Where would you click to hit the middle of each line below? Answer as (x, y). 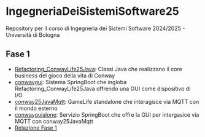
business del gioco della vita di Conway (65, 76)
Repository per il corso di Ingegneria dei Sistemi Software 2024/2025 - (95, 28)
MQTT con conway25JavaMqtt (54, 121)
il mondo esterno (36, 108)
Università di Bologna (33, 34)
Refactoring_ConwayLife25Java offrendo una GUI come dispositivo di (102, 88)
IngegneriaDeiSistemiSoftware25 (92, 11)
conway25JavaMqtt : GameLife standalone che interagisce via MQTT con (107, 101)
